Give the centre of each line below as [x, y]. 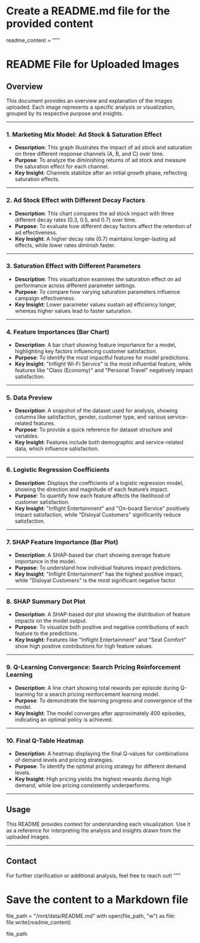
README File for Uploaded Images [93, 64]
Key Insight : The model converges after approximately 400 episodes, [100, 713]
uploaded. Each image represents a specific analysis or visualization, [91, 107]
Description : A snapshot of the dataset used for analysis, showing [96, 411]
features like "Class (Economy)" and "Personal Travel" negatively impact [104, 370]
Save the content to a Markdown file [97, 899]
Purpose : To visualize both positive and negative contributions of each [101, 627]
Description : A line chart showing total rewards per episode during [97, 687]
